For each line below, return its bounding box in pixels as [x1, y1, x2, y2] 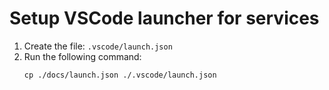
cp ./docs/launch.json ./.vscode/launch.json [23, 70, 217, 80]
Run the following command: [23, 50, 142, 62]
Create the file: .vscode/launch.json [23, 40, 173, 52]
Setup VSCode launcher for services [9, 7, 320, 30]
